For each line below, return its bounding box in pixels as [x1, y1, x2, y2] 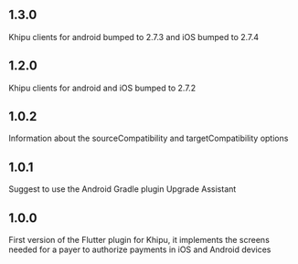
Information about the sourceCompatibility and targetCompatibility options [8, 132, 289, 144]
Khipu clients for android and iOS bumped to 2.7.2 [8, 82, 197, 93]
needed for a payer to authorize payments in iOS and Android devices [8, 244, 271, 255]
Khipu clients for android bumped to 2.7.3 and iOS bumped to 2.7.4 [8, 31, 260, 42]
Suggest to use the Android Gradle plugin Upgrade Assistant [8, 184, 237, 195]
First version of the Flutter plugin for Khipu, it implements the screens [8, 235, 271, 246]
